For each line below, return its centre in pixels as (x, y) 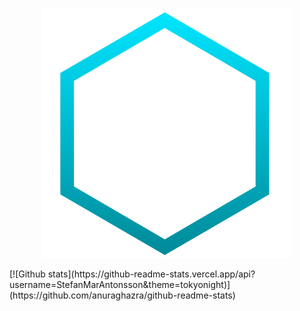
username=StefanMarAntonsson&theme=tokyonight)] (120, 284)
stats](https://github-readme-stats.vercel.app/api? (151, 274)
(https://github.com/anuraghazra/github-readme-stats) (122, 295)
